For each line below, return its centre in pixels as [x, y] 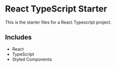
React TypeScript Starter [56, 9]
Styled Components [32, 59]
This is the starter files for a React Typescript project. [58, 22]
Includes [18, 37]
